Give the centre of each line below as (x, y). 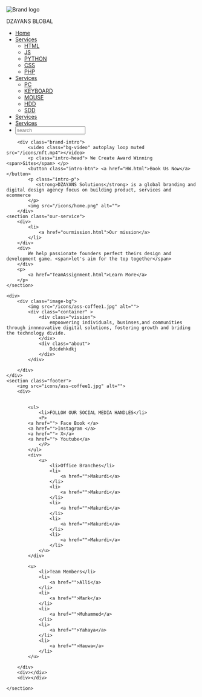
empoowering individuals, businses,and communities (116, 322)
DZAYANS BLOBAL (30, 21)
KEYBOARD (38, 91)
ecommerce (19, 195)
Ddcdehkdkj (63, 349)
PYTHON (35, 59)
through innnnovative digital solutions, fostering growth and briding (98, 328)
